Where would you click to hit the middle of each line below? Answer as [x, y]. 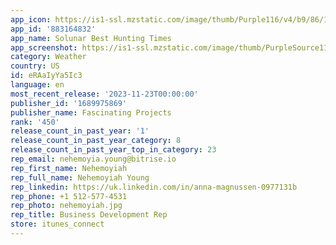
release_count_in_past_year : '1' [80, 131]
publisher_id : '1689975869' [69, 103]
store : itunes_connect [57, 224]
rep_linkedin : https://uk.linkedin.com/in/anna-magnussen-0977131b [154, 187]
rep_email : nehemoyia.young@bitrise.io [93, 159]
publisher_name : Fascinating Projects [91, 112]
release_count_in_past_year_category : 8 [96, 141]
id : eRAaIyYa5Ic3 [46, 76]
